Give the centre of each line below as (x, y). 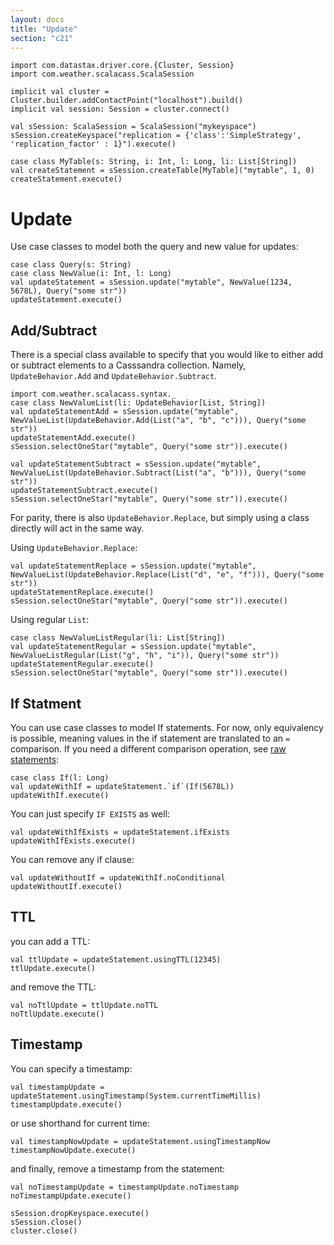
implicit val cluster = (60, 92)
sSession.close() (46, 1222)
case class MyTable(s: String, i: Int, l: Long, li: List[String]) (154, 162)
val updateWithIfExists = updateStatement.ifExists (120, 832)
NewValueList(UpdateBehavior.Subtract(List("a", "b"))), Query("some (158, 473)
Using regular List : (50, 620)
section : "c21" (42, 38)
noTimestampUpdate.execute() (71, 1196)
